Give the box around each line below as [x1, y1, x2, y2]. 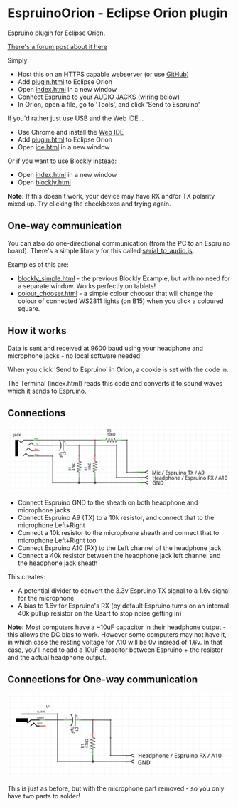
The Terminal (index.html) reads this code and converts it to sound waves [7, 379, 223, 387]
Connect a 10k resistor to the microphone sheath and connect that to [17, 529, 220, 537]
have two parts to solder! [7, 791, 80, 800]
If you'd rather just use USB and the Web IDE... [7, 114, 144, 122]
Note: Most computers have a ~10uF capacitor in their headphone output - [7, 623, 226, 631]
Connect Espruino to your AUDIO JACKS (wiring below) [17, 93, 180, 101]
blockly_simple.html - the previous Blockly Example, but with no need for [17, 274, 231, 283]
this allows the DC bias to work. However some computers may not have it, [7, 631, 227, 639]
